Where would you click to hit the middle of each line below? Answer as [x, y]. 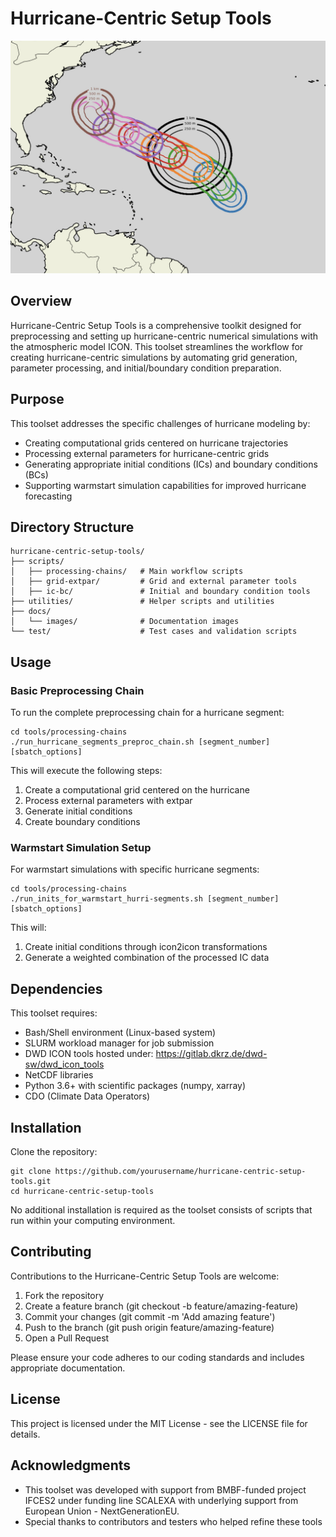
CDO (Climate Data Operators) [87, 1096]
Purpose [37, 399]
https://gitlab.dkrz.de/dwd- [211, 1054]
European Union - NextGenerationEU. [102, 1511]
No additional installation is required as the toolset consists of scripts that [161, 1210]
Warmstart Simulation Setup [81, 848]
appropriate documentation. [68, 1368]
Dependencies [56, 988]
